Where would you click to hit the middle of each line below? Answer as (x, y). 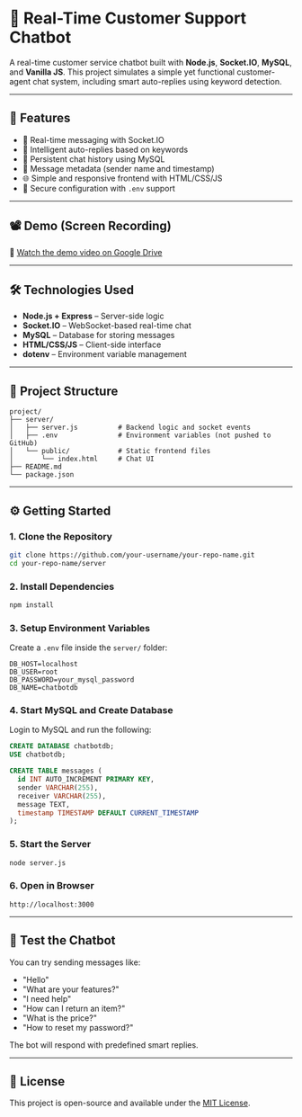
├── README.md (36, 467)
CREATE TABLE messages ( (56, 771)
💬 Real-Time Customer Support (128, 18)
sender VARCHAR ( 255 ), (58, 787)
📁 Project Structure (64, 391)
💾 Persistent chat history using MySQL (93, 159)
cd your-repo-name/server (58, 563)
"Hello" (36, 979)
